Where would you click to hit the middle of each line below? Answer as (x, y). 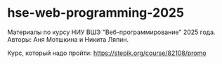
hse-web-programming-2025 (96, 13)
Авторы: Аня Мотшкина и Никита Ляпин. (68, 39)
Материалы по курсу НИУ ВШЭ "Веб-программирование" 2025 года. (111, 32)
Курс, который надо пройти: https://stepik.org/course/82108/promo (107, 53)
